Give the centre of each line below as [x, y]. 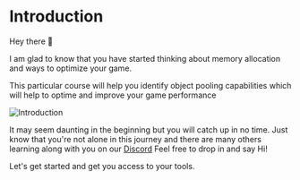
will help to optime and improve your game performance [113, 95]
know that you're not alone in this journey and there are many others [136, 139]
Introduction [56, 17]
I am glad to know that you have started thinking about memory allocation [145, 58]
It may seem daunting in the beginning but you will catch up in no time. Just [149, 129]
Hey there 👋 [31, 41]
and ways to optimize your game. [71, 68]
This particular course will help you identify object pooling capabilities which [150, 85]
